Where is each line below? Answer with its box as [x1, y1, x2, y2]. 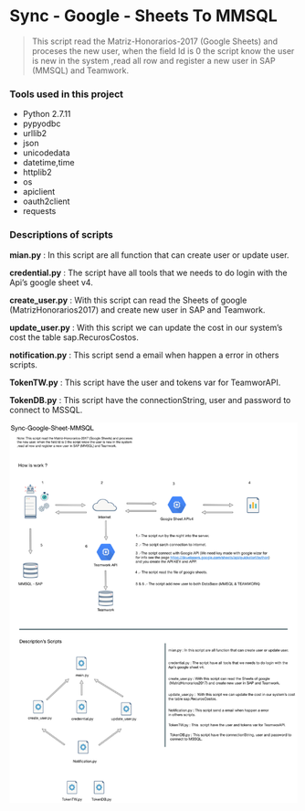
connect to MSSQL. [9, 404, 83, 415]
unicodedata [22, 147, 70, 158]
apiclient [22, 187, 56, 197]
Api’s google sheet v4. [9, 276, 93, 288]
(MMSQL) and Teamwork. [31, 65, 130, 76]
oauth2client [22, 196, 70, 207]
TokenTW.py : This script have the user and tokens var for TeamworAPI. [9, 377, 281, 388]
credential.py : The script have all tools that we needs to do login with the [9, 267, 288, 278]
